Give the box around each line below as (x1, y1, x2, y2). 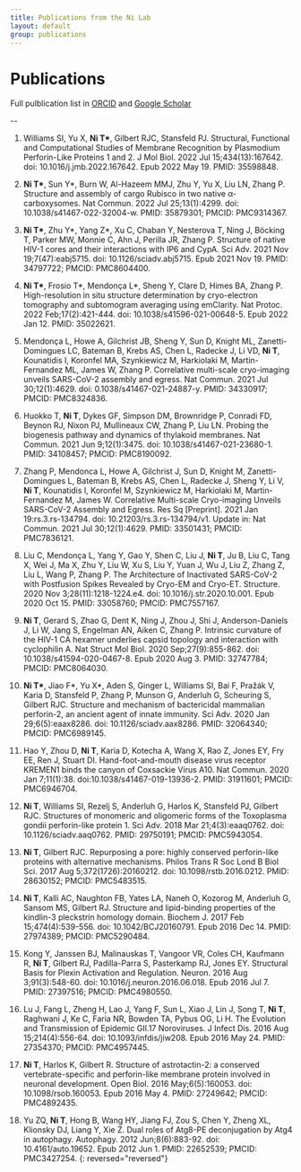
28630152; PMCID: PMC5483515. (22, 876, 147, 887)
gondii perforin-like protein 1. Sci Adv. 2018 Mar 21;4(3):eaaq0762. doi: (22, 820, 285, 831)
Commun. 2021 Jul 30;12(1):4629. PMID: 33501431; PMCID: (22, 523, 243, 534)
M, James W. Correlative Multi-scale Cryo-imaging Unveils (64, 494, 281, 505)
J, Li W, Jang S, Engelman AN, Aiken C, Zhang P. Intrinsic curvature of (22, 625, 282, 635)
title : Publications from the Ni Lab (10, 13, 151, 22)
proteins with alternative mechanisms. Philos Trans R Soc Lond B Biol (22, 856, 279, 867)
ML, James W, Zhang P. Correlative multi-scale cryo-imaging (64, 364, 290, 375)
